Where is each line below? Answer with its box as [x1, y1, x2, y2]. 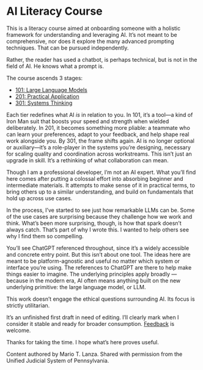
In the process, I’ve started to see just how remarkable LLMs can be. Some [6, 206, 195, 214]
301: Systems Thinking [15, 99, 73, 107]
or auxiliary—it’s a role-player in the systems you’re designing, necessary [6, 143, 191, 151]
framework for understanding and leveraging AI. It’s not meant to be [6, 31, 177, 38]
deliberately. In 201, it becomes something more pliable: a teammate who [6, 124, 191, 131]
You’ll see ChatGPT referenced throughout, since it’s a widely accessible [6, 244, 190, 252]
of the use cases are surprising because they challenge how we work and [6, 213, 193, 220]
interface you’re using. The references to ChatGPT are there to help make [6, 263, 192, 271]
